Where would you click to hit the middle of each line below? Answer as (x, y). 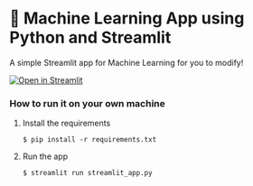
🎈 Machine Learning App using (127, 19)
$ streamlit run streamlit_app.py (87, 173)
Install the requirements (66, 123)
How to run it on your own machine (87, 103)
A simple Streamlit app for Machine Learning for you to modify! (126, 62)
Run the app (45, 156)
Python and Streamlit (90, 37)
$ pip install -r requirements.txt (89, 140)
